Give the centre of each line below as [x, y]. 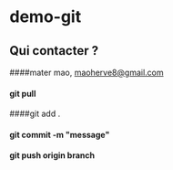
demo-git [46, 17]
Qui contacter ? [54, 51]
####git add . [35, 114]
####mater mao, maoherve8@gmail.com [86, 72]
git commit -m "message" [60, 134]
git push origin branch [52, 155]
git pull [23, 93]
